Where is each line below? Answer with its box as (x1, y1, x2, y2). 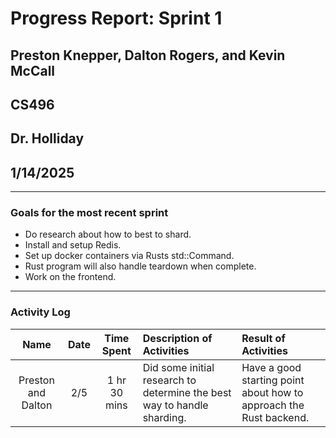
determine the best (142, 385, 232, 399)
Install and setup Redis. (24, 239, 122, 251)
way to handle (142, 398, 209, 412)
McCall (10, 62, 56, 79)
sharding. (142, 410, 187, 424)
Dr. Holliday (10, 130, 85, 147)
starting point (241, 373, 305, 387)
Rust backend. (241, 410, 310, 424)
